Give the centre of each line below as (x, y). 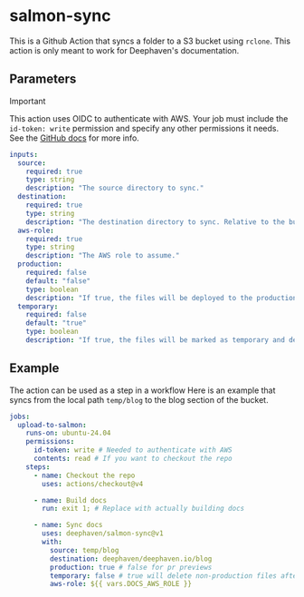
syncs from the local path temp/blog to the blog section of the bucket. (139, 399)
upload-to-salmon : (52, 425)
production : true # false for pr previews (131, 567)
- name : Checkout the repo (84, 475)
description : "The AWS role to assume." (103, 256)
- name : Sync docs (68, 525)
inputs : (24, 154)
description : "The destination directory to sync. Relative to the (155, 222)
